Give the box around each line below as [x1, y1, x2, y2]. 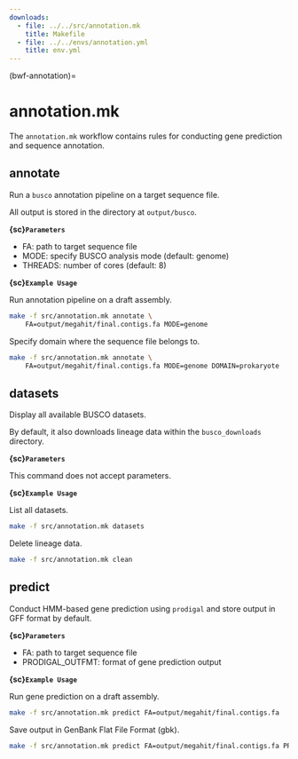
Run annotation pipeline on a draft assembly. [9, 294, 172, 304]
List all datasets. [9, 505, 69, 516]
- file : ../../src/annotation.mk [17, 21, 141, 30]
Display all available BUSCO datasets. [9, 409, 146, 420]
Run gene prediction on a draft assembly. [9, 691, 160, 701]
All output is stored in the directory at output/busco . [9, 206, 197, 217]
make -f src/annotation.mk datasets [9, 522, 145, 531]
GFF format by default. [9, 613, 92, 623]
